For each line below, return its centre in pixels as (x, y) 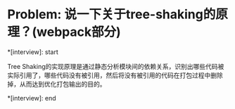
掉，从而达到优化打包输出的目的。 (57, 84)
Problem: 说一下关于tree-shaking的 (112, 14)
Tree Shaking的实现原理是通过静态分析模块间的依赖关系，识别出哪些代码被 (116, 66)
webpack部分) (78, 32)
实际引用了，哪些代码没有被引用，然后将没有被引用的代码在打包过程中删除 (115, 75)
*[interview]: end (32, 98)
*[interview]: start (33, 52)
